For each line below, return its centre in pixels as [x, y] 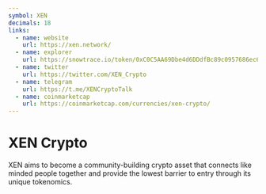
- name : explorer [44, 52]
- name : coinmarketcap [53, 97]
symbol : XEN [28, 15]
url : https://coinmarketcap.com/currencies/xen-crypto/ [117, 104]
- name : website [42, 38]
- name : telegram [44, 82]
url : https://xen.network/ [67, 45]
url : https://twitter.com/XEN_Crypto [85, 74]
